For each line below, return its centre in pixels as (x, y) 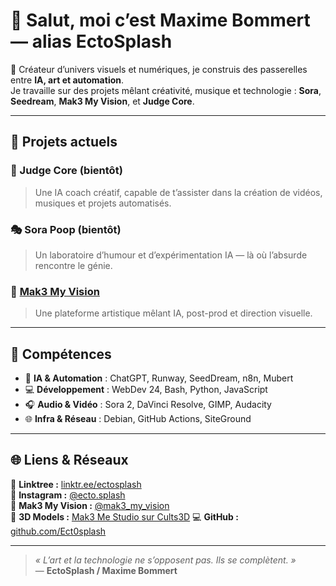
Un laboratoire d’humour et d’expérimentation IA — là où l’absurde (171, 255)
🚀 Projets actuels (64, 142)
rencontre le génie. (73, 265)
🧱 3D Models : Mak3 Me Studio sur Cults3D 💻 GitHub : (124, 516)
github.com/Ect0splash (58, 531)
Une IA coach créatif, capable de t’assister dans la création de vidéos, (178, 192)
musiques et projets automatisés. (103, 203)
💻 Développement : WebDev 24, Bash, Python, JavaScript (146, 390)
